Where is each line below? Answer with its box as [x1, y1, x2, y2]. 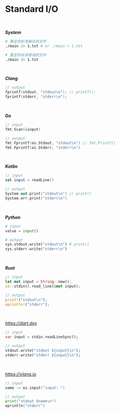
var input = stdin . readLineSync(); [5, 334, 79, 339]
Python [5, 214, 21, 220]
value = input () [5, 228, 39, 233]
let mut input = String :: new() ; [5, 279, 72, 285]
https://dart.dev [5, 320, 38, 327]
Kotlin [5, 164, 18, 169]
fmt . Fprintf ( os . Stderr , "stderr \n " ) [5, 145, 80, 150]
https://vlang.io [5, 371, 37, 377]
